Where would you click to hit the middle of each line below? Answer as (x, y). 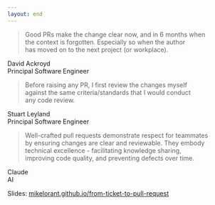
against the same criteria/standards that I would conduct (107, 92)
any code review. (50, 100)
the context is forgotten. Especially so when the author (105, 42)
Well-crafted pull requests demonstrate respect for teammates (116, 135)
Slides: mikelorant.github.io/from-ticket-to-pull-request (88, 193)
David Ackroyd (29, 63)
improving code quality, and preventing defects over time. (109, 158)
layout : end (25, 14)
